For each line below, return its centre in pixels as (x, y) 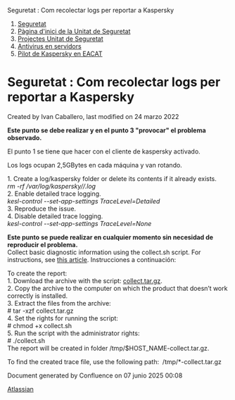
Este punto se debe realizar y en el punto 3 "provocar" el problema (107, 130)
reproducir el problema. (43, 244)
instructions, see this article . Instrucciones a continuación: (92, 259)
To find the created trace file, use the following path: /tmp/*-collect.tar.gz (114, 361)
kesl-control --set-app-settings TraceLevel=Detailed (84, 201)
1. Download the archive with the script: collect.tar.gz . (85, 280)
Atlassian (20, 389)
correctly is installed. (38, 296)
